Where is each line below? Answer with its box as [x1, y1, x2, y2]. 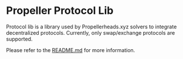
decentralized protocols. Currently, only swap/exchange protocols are [6, 29, 175, 36]
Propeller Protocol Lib [6, 4, 114, 17]
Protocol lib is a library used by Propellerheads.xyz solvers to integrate [6, 23, 177, 30]
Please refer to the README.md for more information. [6, 46, 135, 53]
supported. [6, 35, 33, 42]
